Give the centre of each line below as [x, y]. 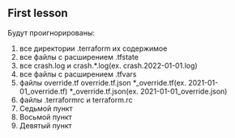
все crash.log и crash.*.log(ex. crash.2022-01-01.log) [108, 65]
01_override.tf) [43, 91]
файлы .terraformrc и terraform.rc [76, 99]
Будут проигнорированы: [51, 32]
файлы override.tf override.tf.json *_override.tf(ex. [103, 82]
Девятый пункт [45, 125]
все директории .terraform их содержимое [93, 48]
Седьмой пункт [46, 108]
